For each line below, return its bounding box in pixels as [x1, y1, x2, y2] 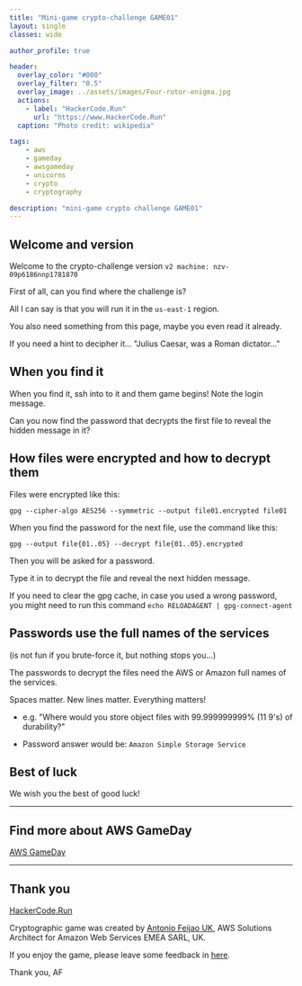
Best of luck [9, 764, 78, 779]
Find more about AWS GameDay [9, 822, 192, 838]
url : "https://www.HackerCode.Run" [32, 112, 167, 121]
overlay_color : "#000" [17, 71, 102, 80]
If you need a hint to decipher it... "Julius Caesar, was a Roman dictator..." [9, 338, 280, 349]
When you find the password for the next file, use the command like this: [9, 522, 279, 533]
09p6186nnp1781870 [9, 271, 78, 280]
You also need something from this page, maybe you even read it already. [9, 321, 282, 332]
